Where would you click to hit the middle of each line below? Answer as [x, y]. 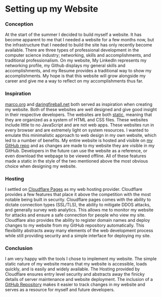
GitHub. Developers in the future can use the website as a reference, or [76, 150]
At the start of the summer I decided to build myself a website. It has [73, 34]
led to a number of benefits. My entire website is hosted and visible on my [79, 140]
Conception [19, 24]
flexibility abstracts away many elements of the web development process [79, 231]
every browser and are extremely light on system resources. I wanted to [77, 130]
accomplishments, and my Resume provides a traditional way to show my [78, 71]
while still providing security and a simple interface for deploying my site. [78, 236]
